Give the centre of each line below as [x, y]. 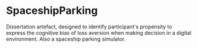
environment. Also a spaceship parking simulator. [66, 39]
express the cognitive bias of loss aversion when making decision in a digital [99, 32]
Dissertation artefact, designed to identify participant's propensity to [89, 27]
